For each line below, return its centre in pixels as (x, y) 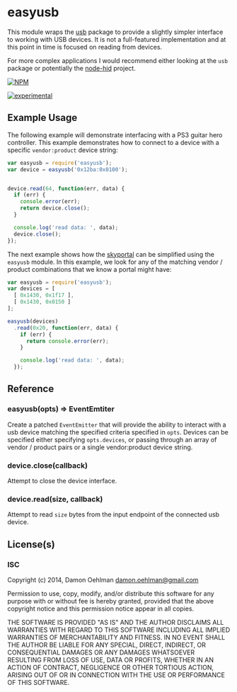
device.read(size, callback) (55, 499)
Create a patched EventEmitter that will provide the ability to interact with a (117, 425)
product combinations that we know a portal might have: (89, 269)
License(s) (31, 544)
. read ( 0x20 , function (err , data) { (66, 328)
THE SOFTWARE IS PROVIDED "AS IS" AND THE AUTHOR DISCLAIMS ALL (116, 622)
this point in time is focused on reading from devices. (85, 47)
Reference (31, 389)
